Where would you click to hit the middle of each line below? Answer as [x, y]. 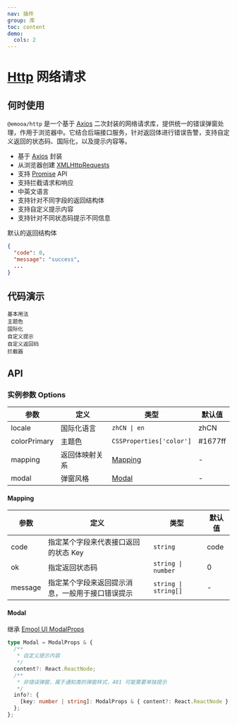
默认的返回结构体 [32, 233]
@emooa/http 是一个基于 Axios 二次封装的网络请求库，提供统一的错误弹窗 [113, 123]
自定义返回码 [23, 344]
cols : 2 [25, 40]
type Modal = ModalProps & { [50, 642]
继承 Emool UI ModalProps [46, 629]
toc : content [26, 27]
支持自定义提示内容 [45, 209]
